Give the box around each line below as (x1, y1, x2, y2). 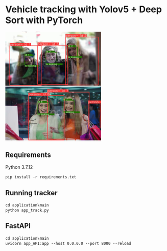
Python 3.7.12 (5, 164, 33, 170)
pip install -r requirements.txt (5, 175, 77, 180)
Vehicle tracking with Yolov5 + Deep (5, 4, 162, 15)
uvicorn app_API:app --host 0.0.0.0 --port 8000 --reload (5, 241, 131, 246)
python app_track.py (5, 208, 50, 213)
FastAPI (5, 221, 31, 231)
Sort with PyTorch (5, 14, 83, 26)
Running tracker (5, 188, 58, 197)
